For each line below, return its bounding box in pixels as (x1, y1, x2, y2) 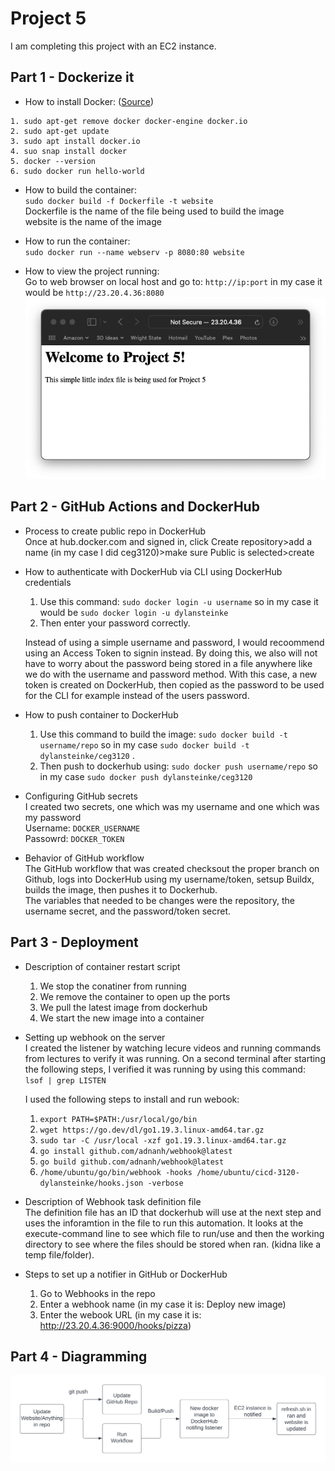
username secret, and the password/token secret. (24, 905, 232, 917)
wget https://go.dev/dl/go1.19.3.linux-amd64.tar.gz (39, 1125, 265, 1135)
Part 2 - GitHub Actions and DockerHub (10, 498, 260, 516)
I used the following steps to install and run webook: (24, 1093, 240, 1105)
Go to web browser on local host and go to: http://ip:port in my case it (24, 275, 323, 287)
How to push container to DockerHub (24, 708, 179, 721)
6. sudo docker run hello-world (10, 166, 145, 176)
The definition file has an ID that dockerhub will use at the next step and (24, 1206, 322, 1218)
